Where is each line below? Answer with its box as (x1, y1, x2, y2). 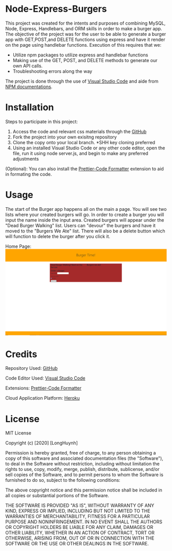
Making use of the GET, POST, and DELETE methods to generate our (12, 57, 158, 63)
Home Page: (5, 243, 32, 249)
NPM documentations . (5, 83, 53, 90)
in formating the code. (5, 171, 52, 177)
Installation (5, 102, 54, 113)
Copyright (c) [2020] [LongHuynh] (5, 440, 78, 446)
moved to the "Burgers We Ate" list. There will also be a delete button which (5, 228, 165, 234)
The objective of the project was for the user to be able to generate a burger (5, 31, 166, 37)
